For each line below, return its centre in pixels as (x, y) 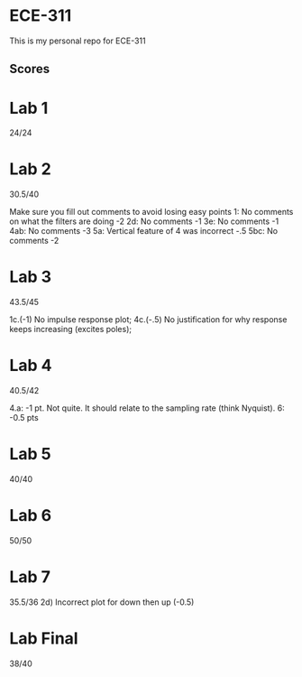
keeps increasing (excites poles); (71, 329)
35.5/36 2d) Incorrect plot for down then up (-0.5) (102, 602)
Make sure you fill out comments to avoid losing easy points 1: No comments (151, 212)
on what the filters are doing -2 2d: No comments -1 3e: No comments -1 (144, 221)
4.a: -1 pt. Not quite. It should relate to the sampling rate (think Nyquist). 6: (147, 408)
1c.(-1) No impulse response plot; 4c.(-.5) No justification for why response (148, 320)
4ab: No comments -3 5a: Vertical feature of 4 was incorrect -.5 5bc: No (143, 231)
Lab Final (44, 639)
